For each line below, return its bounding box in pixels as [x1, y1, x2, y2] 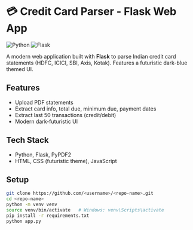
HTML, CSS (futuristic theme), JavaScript [14, 157, 118, 164]
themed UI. [6, 65, 34, 72]
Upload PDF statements [14, 99, 73, 106]
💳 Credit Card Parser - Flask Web [6, 5, 177, 19]
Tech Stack [6, 135, 49, 145]
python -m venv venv [6, 201, 58, 208]
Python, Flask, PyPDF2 [14, 151, 72, 158]
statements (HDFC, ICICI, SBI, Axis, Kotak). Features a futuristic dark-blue [6, 59, 188, 66]
